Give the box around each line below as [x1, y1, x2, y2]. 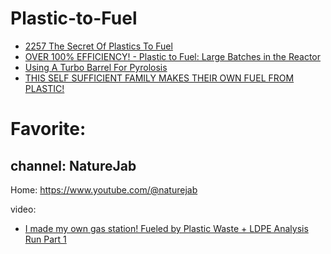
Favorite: [10, 118, 87, 141]
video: [10, 203, 37, 215]
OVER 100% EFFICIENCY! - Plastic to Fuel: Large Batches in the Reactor [24, 50, 322, 62]
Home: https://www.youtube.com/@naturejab [10, 183, 198, 196]
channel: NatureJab [10, 157, 137, 174]
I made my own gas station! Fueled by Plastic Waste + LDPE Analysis [24, 222, 309, 234]
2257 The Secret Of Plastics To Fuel [24, 40, 173, 52]
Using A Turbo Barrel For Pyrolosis [24, 61, 168, 73]
